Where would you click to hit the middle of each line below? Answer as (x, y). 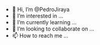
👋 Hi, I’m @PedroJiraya (41, 9)
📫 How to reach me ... (40, 36)
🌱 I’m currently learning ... (44, 22)
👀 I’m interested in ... (38, 16)
